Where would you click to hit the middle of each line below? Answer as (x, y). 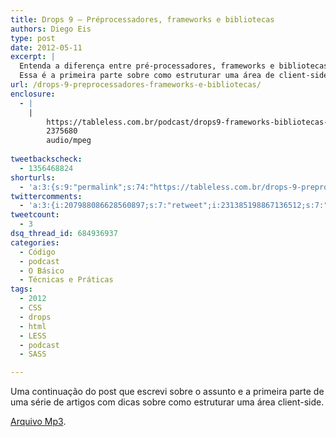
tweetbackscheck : (46, 159)
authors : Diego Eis (51, 29)
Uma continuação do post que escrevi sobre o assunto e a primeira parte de (167, 392)
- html (33, 326)
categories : (35, 242)
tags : (21, 289)
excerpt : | (33, 57)
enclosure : (33, 94)
